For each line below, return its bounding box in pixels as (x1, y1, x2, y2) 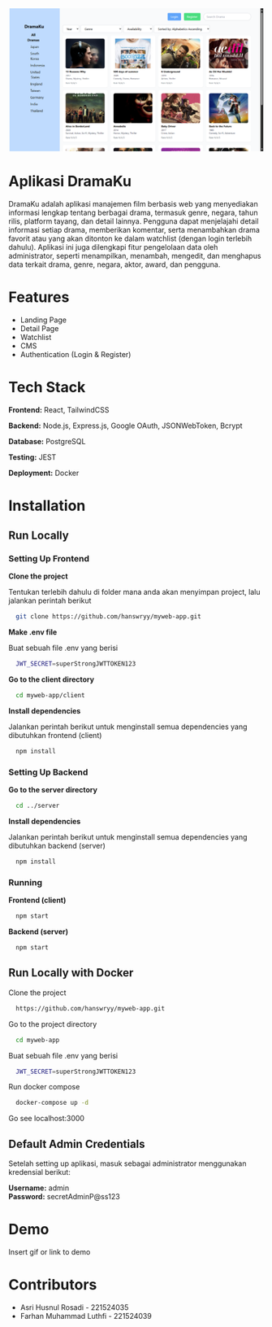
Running (8, 876, 43, 888)
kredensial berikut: (8, 1168, 71, 1177)
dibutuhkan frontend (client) (8, 731, 102, 740)
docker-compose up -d (15, 1098, 89, 1107)
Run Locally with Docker (8, 966, 134, 980)
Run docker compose (8, 1082, 80, 1092)
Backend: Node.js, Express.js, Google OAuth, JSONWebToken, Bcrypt (8, 421, 243, 430)
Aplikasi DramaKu (8, 172, 132, 190)
